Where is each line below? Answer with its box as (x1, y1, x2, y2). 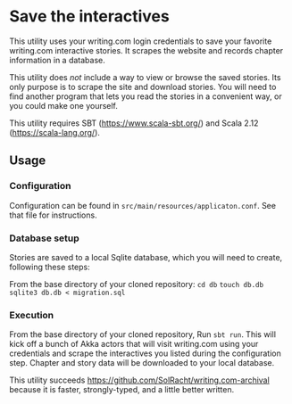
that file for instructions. (9, 210, 97, 220)
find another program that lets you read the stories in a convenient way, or (9, 91, 283, 102)
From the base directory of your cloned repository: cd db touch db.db (9, 278, 264, 289)
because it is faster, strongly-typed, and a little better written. (9, 384, 235, 395)
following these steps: (9, 261, 91, 272)
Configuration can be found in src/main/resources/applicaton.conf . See (9, 200, 277, 210)
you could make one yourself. (9, 100, 119, 111)
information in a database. (9, 54, 105, 65)
